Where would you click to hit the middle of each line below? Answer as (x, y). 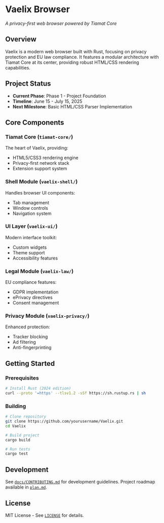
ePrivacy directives (33, 297)
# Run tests (18, 449)
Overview (21, 39)
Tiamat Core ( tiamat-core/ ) (39, 137)
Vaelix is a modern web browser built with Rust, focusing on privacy (76, 51)
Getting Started (30, 363)
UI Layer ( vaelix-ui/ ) (31, 227)
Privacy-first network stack (41, 163)
